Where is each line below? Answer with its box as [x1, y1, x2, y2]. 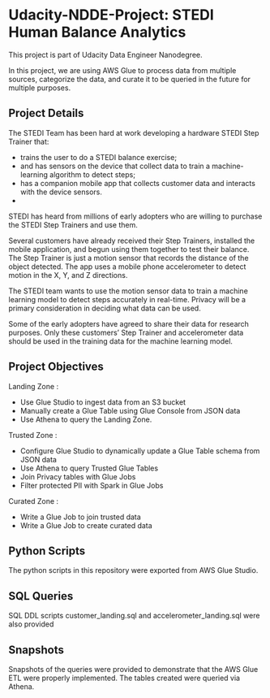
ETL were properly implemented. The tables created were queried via [8, 673, 241, 683]
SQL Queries [8, 589, 74, 603]
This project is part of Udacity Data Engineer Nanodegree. [8, 50, 203, 59]
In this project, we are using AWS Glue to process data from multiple [8, 65, 237, 75]
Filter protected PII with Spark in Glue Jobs [19, 480, 164, 490]
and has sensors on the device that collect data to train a [19, 161, 211, 171]
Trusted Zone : [8, 430, 58, 440]
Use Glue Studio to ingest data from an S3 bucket [19, 397, 186, 407]
